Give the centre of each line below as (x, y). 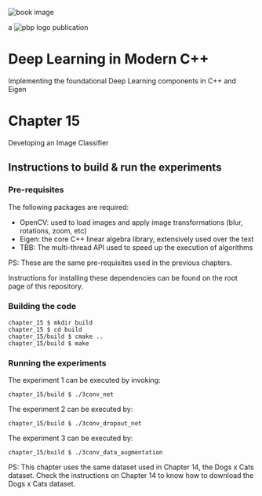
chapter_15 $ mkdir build (50, 322)
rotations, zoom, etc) (53, 230)
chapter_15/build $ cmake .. (56, 336)
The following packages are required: (69, 207)
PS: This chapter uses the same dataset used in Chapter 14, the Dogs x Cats (131, 467)
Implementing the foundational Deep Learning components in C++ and (122, 81)
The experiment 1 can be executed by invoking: (84, 380)
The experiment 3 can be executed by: (71, 438)
